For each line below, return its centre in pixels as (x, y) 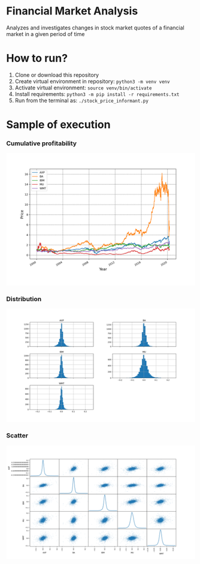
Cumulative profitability (41, 143)
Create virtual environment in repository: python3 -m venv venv (92, 81)
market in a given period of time (46, 34)
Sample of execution (58, 125)
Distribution (24, 299)
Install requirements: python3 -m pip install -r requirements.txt (97, 94)
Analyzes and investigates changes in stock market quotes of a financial (95, 28)
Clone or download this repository (57, 75)
